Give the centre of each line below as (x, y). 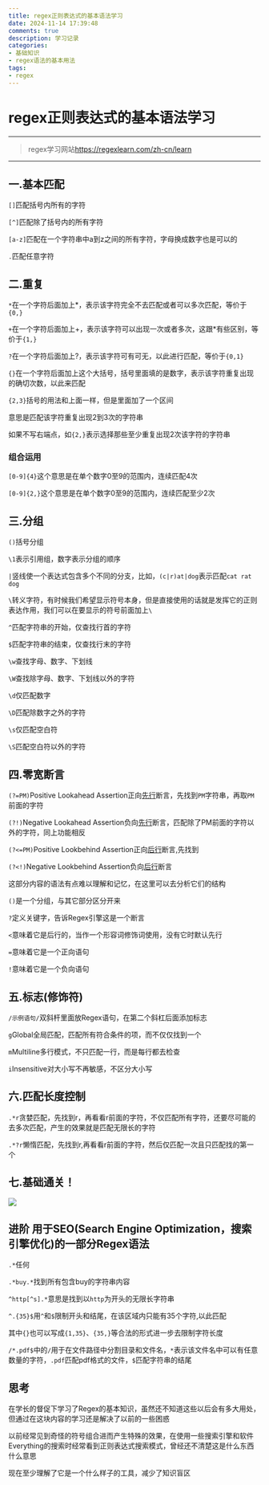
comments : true (34, 31)
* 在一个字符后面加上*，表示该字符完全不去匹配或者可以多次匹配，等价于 (128, 305)
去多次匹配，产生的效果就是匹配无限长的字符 (82, 1127)
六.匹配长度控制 (47, 1097)
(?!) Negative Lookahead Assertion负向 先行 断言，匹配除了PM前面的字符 (128, 822)
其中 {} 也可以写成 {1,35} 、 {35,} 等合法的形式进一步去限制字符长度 (116, 1333)
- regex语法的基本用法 (42, 61)
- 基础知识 (24, 53)
